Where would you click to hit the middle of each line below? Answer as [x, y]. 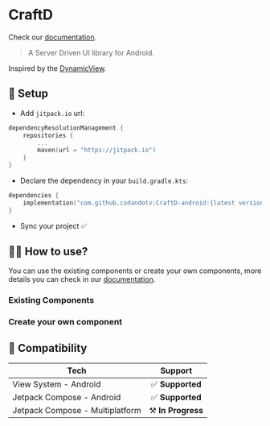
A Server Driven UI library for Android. [91, 52]
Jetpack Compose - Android [67, 398]
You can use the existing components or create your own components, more [135, 271]
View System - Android [57, 384]
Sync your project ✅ [53, 225]
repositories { [48, 135]
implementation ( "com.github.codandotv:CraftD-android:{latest [129, 203]
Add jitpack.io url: [52, 113]
